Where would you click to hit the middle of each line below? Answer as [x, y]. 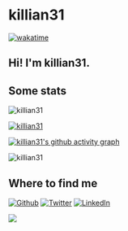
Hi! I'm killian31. [49, 63]
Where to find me [53, 183]
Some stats [38, 91]
